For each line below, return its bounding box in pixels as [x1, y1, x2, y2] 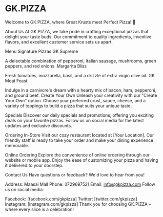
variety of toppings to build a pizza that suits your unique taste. [5, 103, 132, 108]
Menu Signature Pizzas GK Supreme [5, 48, 78, 54]
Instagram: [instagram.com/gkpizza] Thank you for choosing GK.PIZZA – [5, 201, 151, 207]
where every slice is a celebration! [5, 206, 74, 212]
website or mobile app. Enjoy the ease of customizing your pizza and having [5, 157, 159, 163]
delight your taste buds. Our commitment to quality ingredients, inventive [5, 34, 152, 40]
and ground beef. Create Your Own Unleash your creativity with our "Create [5, 92, 158, 98]
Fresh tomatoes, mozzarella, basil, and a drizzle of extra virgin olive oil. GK [5, 72, 155, 78]
